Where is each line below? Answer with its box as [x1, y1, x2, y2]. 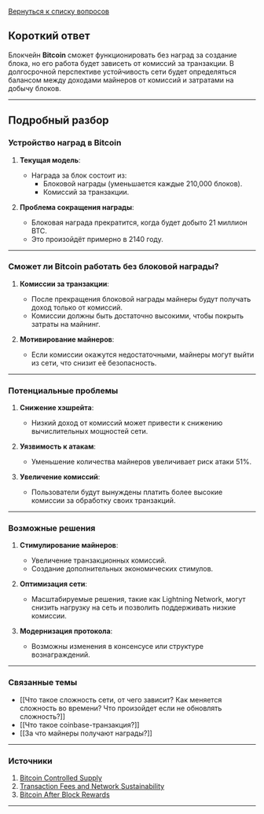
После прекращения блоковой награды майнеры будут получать [31, 294, 251, 303]
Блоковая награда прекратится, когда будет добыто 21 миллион [31, 218, 247, 227]
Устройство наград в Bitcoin [8, 137, 122, 148]
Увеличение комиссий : [19, 472, 101, 482]
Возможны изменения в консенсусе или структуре [31, 642, 204, 651]
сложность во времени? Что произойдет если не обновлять [19, 703, 222, 713]
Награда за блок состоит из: [31, 170, 127, 180]
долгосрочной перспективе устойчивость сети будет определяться [8, 67, 237, 76]
